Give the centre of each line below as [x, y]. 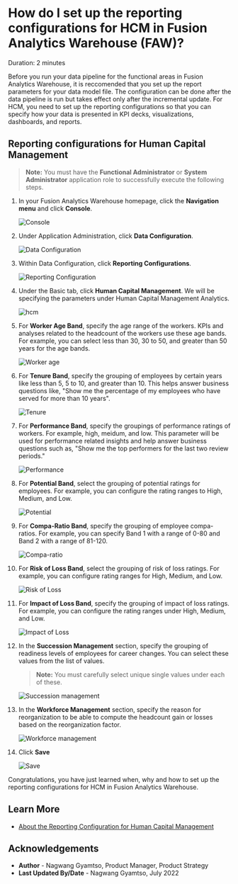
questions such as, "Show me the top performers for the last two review [123, 448]
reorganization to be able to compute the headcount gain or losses [115, 717]
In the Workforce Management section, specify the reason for [109, 709]
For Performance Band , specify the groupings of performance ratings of [124, 426]
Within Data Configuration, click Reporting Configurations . [105, 263]
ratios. [28, 533]
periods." [32, 455]
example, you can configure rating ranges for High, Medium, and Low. [120, 576]
